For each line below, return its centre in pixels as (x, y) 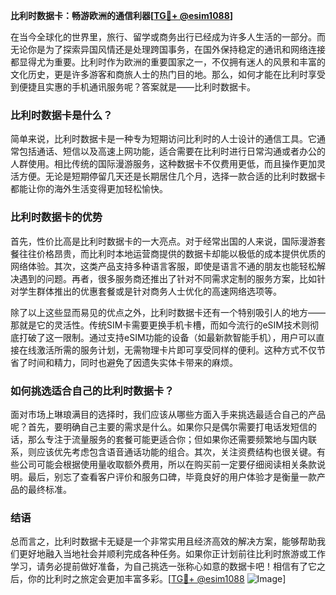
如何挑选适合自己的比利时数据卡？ (92, 391)
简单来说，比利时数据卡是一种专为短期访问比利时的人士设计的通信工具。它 (163, 139)
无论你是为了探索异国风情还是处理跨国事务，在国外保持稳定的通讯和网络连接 (168, 49)
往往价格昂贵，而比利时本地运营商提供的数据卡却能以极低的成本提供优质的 (172, 253)
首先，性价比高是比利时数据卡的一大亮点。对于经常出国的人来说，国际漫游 (163, 241)
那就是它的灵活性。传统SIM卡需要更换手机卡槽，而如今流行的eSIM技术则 (160, 325)
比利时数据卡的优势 (56, 217)
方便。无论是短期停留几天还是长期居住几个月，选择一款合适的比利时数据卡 (172, 176)
